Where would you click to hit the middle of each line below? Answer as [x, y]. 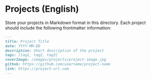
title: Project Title [27, 41]
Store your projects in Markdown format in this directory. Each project [75, 23]
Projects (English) [42, 9]
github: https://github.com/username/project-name [58, 64]
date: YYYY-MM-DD [23, 46]
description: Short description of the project [55, 51]
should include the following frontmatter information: [58, 27]
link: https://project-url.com [37, 69]
